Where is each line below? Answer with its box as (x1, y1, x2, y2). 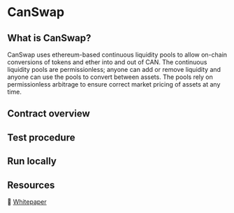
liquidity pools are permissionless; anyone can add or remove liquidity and (7, 66, 221, 73)
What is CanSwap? (7, 32, 92, 44)
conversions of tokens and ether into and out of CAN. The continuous (7, 58, 207, 66)
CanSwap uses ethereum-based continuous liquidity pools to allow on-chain (7, 50, 228, 59)
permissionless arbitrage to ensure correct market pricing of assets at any (7, 80, 221, 88)
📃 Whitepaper (7, 197, 47, 206)
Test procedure (7, 131, 75, 143)
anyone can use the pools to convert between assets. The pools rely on (7, 73, 213, 81)
